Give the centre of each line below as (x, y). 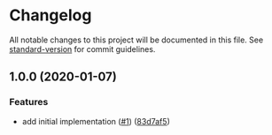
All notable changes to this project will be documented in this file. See (136, 40)
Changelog (51, 15)
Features (29, 102)
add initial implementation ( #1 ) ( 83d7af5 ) (96, 121)
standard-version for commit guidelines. (82, 49)
